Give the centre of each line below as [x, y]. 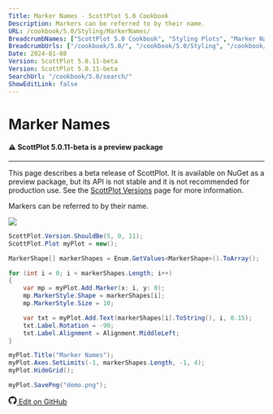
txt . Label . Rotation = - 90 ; [69, 325]
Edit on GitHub [43, 401]
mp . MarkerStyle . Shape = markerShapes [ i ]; [94, 296]
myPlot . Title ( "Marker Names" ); [61, 355]
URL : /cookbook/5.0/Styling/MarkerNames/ [80, 31]
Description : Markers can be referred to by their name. [107, 24]
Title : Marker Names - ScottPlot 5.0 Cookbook [89, 16]
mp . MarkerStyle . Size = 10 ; [69, 303]
